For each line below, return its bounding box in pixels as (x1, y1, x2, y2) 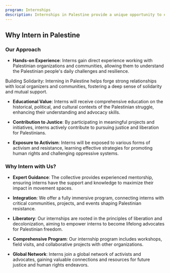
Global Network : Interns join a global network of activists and (12, 251, 142, 257)
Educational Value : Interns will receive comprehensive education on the (12, 99, 163, 105)
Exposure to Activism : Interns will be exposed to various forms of (12, 140, 150, 146)
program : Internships (5, 7, 51, 13)
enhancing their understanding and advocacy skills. (12, 109, 120, 115)
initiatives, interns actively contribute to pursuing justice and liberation (12, 124, 159, 130)
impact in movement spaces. (12, 185, 73, 191)
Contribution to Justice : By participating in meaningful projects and (12, 119, 155, 125)
